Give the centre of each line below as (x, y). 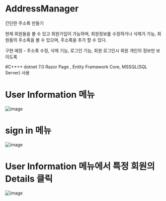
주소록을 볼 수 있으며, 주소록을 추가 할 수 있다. (62, 40)
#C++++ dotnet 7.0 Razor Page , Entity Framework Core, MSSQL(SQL (76, 67)
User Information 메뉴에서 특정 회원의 (80, 166)
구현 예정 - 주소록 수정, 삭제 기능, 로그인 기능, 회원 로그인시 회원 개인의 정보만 (80, 50)
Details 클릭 (29, 179)
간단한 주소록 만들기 (24, 23)
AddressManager (42, 9)
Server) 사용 (17, 72)
